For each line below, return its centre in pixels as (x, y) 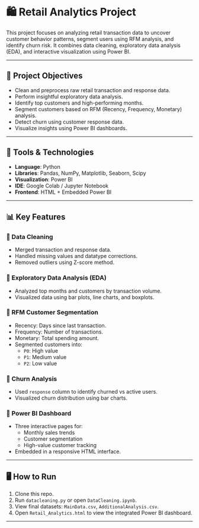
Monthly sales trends (49, 433)
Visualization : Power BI (44, 179)
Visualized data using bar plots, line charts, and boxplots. (84, 297)
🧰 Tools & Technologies (50, 153)
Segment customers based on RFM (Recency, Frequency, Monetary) (98, 109)
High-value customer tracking (60, 445)
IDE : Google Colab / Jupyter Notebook (62, 186)
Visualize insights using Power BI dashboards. (71, 128)
